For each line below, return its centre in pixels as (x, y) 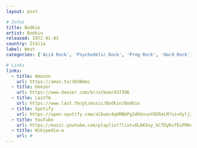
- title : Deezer (31, 87)
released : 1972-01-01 (33, 39)
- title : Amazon (31, 76)
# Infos (16, 22)
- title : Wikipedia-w (38, 130)
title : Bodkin (23, 27)
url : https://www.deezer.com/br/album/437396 (73, 92)
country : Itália (26, 44)
